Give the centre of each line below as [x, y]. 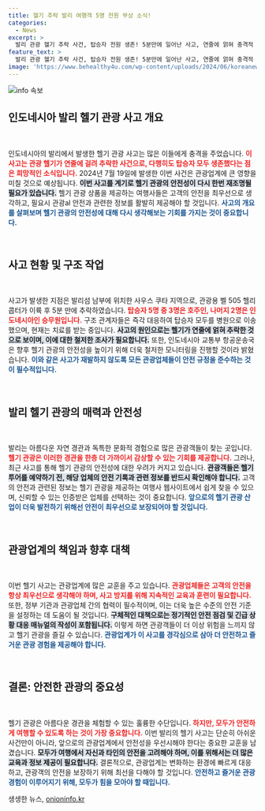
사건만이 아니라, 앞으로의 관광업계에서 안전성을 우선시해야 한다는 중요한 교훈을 [128, 742]
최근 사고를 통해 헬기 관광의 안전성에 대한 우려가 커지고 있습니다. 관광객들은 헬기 [131, 468]
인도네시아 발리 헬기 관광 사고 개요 [86, 118]
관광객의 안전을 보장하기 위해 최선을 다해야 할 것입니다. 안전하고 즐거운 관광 [140, 772]
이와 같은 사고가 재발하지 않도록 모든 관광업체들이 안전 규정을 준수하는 [137, 360]
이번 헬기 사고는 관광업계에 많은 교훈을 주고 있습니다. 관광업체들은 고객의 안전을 [130, 585]
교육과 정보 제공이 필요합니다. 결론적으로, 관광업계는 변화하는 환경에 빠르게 [123, 762]
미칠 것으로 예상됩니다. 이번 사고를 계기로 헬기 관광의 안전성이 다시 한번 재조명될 [130, 183]
